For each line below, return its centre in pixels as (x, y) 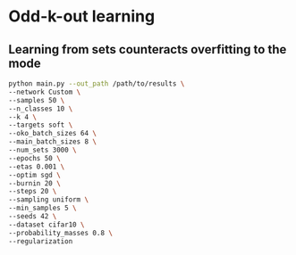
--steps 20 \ (33, 192)
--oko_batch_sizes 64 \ (53, 134)
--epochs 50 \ (35, 158)
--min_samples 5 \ (42, 208)
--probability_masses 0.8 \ (61, 233)
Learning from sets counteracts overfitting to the (148, 49)
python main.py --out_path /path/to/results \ (97, 84)
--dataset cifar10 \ (47, 225)
